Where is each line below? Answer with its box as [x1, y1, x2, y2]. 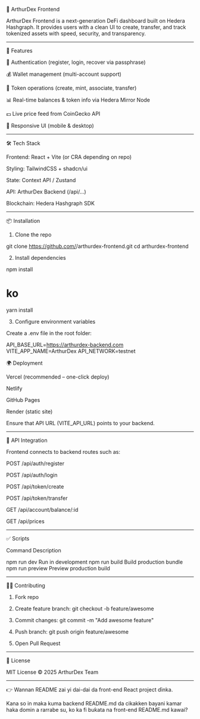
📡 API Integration [6, 437, 48, 444]
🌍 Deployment [6, 359, 43, 367]
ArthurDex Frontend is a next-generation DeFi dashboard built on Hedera [6, 17, 186, 24]
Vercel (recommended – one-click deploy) [6, 373, 110, 380]
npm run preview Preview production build [6, 564, 110, 571]
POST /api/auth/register [6, 460, 64, 467]
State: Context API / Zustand [6, 177, 76, 183]
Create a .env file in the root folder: [6, 329, 92, 337]
